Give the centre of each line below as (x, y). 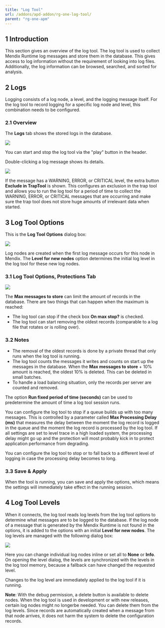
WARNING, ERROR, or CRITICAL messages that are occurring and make (78, 196)
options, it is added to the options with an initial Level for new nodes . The (80, 530)
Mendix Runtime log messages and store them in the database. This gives (80, 56)
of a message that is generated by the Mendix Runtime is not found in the (80, 525)
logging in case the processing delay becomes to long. (61, 458)
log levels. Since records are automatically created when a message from (80, 610)
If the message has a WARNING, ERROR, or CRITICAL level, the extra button (82, 180)
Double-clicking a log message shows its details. (55, 162)
